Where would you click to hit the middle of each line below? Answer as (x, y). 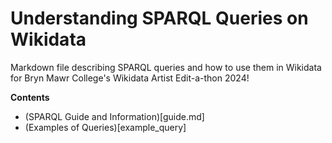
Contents (30, 97)
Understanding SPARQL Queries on (159, 18)
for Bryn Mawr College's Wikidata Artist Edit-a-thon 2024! (130, 78)
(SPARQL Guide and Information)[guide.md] (114, 116)
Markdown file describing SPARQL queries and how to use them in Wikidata (166, 67)
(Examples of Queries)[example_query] (105, 127)
